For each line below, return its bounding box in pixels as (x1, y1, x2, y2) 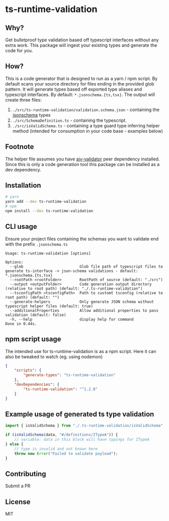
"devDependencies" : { (14, 382, 59, 387)
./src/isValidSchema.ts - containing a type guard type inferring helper (12, 122, 160, 129)
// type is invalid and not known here (14, 446, 98, 451)
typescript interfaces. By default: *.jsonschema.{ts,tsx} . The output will (5, 92, 155, 98)
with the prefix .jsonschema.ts (5, 241, 68, 247)
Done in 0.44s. (5, 321, 37, 326)
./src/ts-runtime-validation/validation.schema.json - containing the (12, 107, 160, 113)
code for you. (5, 48, 33, 53)
